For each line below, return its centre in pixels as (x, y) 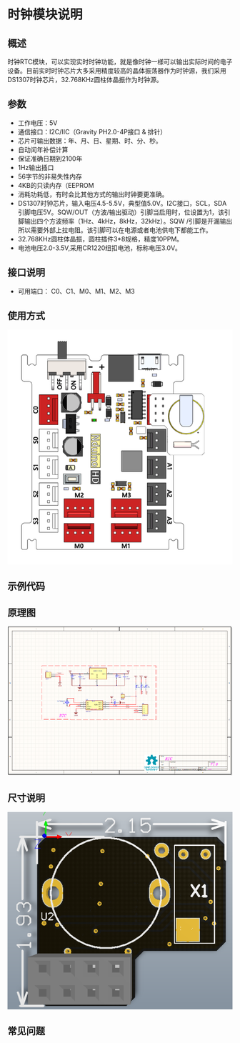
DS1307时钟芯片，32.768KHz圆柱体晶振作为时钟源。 (85, 80)
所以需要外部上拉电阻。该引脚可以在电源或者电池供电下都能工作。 (115, 230)
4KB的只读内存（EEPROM (56, 185)
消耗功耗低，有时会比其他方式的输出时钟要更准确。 (93, 194)
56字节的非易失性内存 (50, 176)
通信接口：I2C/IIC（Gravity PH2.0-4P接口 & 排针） (92, 131)
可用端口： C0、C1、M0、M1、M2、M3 (76, 291)
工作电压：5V (37, 123)
